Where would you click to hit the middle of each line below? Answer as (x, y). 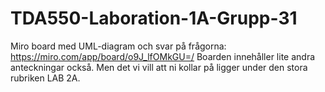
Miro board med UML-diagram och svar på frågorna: (118, 46)
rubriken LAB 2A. (45, 78)
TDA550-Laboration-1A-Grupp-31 (154, 18)
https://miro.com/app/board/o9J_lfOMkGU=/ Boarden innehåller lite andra (163, 56)
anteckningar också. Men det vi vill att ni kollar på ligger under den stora (159, 67)
